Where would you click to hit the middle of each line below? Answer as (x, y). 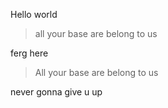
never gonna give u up (56, 92)
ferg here (29, 53)
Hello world (34, 14)
